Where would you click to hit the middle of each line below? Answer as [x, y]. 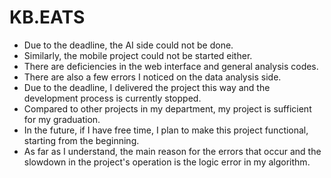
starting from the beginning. [81, 140]
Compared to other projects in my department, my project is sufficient [167, 108]
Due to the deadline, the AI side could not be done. [128, 45]
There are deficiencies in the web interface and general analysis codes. [171, 66]
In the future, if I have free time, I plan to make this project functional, [166, 130]
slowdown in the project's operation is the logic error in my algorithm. [167, 162]
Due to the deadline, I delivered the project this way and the [147, 87]
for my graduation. [62, 119]
